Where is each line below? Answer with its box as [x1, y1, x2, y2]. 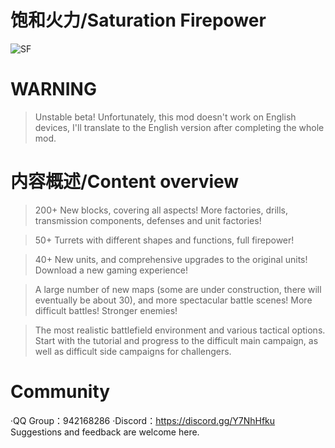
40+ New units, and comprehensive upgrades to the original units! [34, 253, 308, 265]
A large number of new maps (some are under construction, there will [34, 283, 322, 295]
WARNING [10, 78, 97, 101]
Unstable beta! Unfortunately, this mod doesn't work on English [34, 111, 297, 123]
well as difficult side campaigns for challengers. [34, 345, 232, 357]
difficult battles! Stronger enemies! [34, 304, 178, 316]
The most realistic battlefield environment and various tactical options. [34, 324, 326, 336]
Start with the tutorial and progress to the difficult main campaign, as [34, 334, 319, 346]
